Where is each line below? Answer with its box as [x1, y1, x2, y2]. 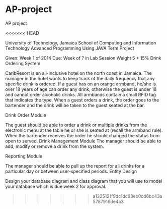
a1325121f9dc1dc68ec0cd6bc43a [93, 193, 162, 199]
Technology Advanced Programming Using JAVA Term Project [5, 45, 134, 51]
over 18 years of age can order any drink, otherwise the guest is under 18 [5, 86, 157, 92]
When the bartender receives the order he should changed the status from [5, 132, 160, 138]
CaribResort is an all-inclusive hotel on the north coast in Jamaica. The [5, 70, 152, 76]
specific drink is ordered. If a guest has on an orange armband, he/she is [5, 81, 156, 87]
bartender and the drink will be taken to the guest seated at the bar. [5, 102, 145, 108]
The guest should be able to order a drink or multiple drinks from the [5, 122, 147, 128]
